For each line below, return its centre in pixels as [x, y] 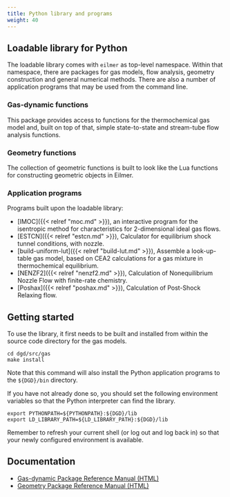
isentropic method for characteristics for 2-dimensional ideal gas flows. [119, 229]
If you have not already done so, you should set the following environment [113, 394]
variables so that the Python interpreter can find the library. [92, 401]
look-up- [204, 251]
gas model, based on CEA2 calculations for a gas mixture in [118, 259]
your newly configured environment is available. [75, 440]
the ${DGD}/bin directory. [42, 380]
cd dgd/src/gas [29, 354]
